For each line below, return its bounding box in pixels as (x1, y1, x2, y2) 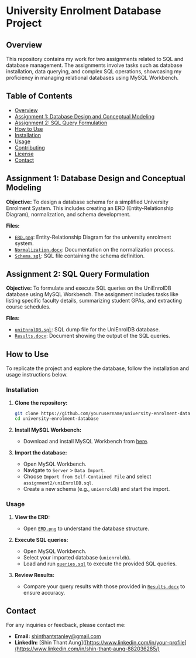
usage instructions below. (6, 371, 68, 378)
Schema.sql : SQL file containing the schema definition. (14, 252, 145, 259)
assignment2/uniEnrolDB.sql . (23, 479, 94, 486)
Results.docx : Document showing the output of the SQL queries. (14, 333, 171, 340)
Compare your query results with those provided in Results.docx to (23, 582, 185, 590)
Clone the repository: (14, 399, 68, 406)
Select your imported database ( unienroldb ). (23, 554, 131, 561)
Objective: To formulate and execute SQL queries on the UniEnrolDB (6, 284, 171, 291)
